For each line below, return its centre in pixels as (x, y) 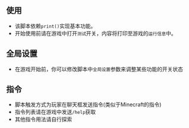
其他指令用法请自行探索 (43, 119)
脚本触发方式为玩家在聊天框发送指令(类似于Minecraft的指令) (88, 104)
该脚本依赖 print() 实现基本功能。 (55, 26)
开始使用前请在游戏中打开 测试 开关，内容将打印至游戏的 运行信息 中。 (95, 33)
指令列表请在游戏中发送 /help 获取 (55, 112)
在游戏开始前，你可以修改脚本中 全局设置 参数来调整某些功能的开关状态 (99, 69)
